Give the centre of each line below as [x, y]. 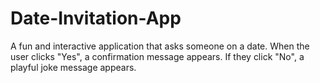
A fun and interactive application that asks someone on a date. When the [160, 46]
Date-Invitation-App [96, 18]
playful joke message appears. [73, 67]
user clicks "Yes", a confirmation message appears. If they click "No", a [157, 56]
